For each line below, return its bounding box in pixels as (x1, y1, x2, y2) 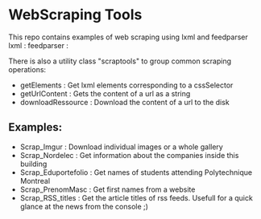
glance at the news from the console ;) (19, 201, 149, 211)
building (19, 159, 48, 168)
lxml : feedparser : (8, 40, 68, 50)
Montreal (19, 176, 51, 185)
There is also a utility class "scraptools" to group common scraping (8, 56, 232, 66)
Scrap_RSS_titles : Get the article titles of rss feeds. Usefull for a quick (19, 193, 254, 202)
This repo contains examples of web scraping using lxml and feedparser (8, 32, 248, 42)
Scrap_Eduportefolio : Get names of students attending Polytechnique (19, 167, 252, 177)
